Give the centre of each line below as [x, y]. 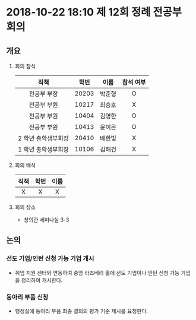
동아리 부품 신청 [27, 297]
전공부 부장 [43, 94]
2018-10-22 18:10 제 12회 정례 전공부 [94, 12]
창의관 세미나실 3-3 [46, 220]
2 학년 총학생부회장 [43, 138]
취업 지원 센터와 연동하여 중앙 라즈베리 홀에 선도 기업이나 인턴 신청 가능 [97, 273]
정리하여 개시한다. [42, 280]
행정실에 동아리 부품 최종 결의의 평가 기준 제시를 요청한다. [81, 311]
